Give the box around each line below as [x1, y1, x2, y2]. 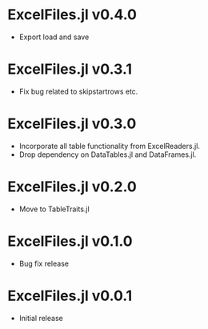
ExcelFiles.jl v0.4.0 [7, 6, 138, 24]
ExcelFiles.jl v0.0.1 [7, 287, 133, 305]
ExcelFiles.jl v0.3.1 [7, 60, 133, 78]
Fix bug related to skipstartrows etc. [18, 86, 138, 96]
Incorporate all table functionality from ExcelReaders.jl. [18, 141, 201, 150]
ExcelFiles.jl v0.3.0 [7, 114, 137, 133]
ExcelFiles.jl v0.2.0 [7, 178, 137, 195]
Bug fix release [18, 259, 70, 268]
